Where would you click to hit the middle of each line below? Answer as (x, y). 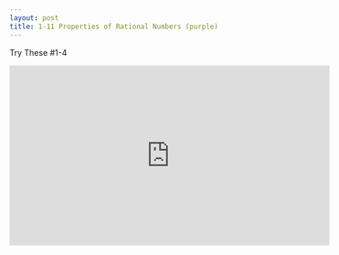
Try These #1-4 (38, 52)
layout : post (34, 18)
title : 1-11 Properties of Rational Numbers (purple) (114, 27)
